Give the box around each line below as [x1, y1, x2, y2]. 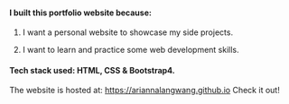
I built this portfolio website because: [9, 7, 152, 18]
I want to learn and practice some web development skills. [22, 45, 239, 56]
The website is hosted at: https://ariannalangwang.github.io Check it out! [9, 85, 280, 96]
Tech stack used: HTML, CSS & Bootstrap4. [9, 65, 176, 75]
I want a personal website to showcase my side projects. [22, 27, 233, 38]
